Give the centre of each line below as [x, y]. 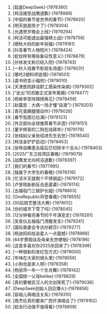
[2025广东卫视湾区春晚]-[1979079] [47, 154]
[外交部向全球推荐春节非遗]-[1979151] [50, 123]
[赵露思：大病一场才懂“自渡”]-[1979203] [53, 105]
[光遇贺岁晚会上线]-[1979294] [42, 32]
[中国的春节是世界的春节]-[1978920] [49, 19]
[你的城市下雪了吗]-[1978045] [42, 209]
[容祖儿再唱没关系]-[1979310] [42, 294]
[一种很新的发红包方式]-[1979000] [47, 252]
